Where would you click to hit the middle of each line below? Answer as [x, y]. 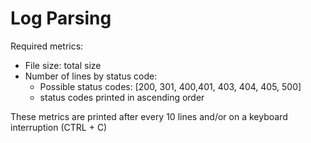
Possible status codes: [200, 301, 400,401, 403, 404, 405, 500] [170, 86]
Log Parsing [61, 18]
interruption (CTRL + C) [59, 127]
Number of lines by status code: [91, 76]
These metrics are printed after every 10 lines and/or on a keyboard [149, 116]
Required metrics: [47, 46]
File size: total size [63, 65]
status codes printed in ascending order [122, 97]
